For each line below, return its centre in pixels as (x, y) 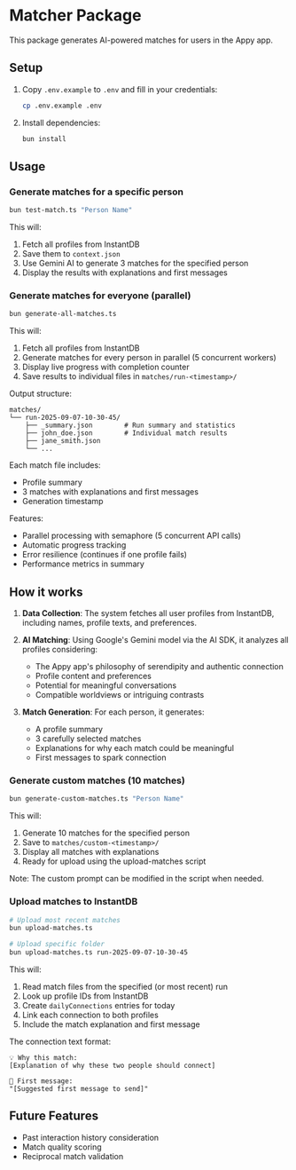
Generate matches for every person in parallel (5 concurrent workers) (149, 358)
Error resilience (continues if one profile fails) (105, 555)
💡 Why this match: (43, 1058)
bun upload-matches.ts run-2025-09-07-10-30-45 (99, 953)
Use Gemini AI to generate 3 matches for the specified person (135, 264)
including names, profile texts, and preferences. (109, 623)
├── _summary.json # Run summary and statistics (131, 426)
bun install (44, 138)
